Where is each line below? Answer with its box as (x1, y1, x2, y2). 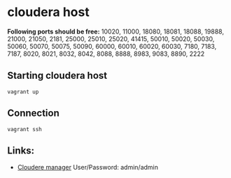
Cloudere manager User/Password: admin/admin (17, 163, 159, 172)
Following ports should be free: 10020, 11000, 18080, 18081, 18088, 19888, (7, 27, 224, 36)
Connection (7, 107, 59, 119)
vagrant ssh (7, 126, 42, 133)
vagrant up (7, 88, 39, 95)
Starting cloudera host (7, 70, 107, 82)
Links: (7, 144, 35, 156)
